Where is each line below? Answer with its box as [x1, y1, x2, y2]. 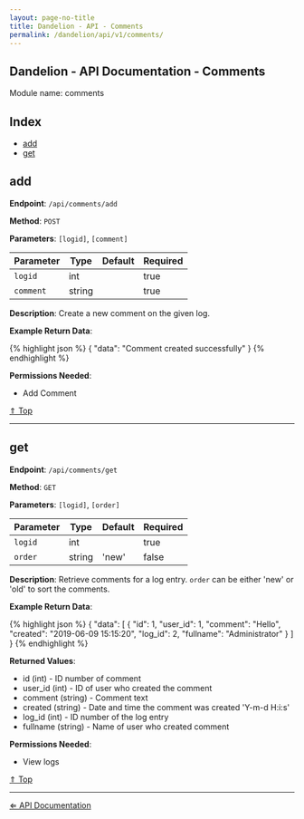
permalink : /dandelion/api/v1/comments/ [9, 30, 165, 39]
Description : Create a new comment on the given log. [9, 307, 211, 318]
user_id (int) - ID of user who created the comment [22, 682, 213, 693]
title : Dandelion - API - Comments [9, 22, 144, 31]
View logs [22, 756, 60, 766]
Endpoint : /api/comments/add [9, 198, 118, 208]
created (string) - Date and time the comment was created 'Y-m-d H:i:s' [22, 701, 290, 712]
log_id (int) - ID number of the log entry [22, 711, 169, 722]
